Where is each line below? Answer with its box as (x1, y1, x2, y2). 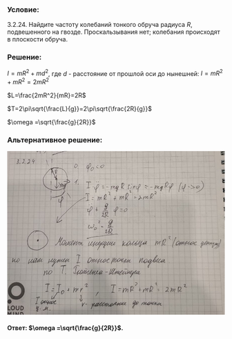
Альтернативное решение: (7, 135, 103, 144)
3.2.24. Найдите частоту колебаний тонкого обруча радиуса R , (7, 21, 193, 29)
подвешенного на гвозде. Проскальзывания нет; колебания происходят (7, 28, 221, 36)
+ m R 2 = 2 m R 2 (7, 77, 50, 86)
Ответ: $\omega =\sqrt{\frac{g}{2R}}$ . (7, 324, 124, 332)
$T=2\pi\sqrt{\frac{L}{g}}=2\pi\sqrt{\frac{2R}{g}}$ (7, 104, 153, 113)
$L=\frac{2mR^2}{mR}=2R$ (7, 91, 86, 99)
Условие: (7, 5, 39, 14)
